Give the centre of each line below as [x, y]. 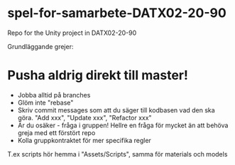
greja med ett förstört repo [56, 132]
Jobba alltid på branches [54, 95]
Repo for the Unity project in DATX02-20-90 [72, 33]
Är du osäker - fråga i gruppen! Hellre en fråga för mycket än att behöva [123, 125]
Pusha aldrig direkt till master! [98, 75]
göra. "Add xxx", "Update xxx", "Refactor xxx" [84, 117]
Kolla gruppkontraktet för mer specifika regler [84, 140]
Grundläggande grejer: [40, 46]
